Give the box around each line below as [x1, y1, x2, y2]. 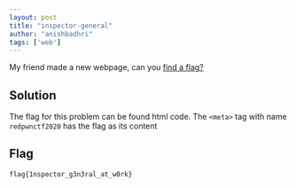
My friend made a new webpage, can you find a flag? [9, 62, 204, 73]
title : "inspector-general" [9, 21, 113, 30]
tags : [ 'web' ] [9, 37, 62, 47]
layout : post [9, 12, 58, 22]
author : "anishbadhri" [9, 29, 93, 38]
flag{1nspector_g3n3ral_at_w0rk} [9, 169, 133, 178]
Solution [9, 88, 57, 103]
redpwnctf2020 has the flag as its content [9, 121, 158, 131]
